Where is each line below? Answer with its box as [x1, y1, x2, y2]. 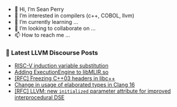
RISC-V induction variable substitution [14, 62, 109, 69]
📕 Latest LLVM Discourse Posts [5, 48, 98, 57]
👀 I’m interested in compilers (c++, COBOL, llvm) [14, 12, 134, 19]
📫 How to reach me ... [14, 32, 70, 38]
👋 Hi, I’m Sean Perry [14, 6, 64, 13]
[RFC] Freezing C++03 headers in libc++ [14, 75, 115, 82]
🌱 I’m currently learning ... [14, 19, 79, 25]
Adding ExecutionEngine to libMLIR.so [14, 69, 109, 76]
